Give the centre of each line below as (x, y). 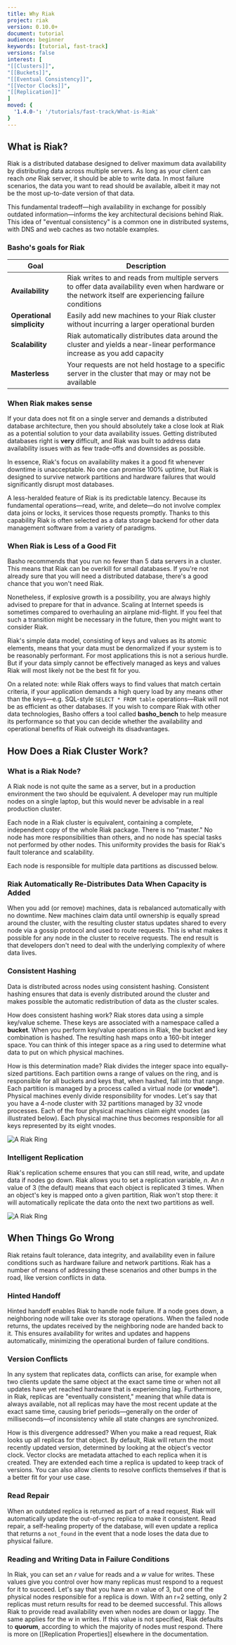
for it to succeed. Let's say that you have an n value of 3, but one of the (111, 1589)
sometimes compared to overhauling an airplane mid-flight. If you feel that (115, 612)
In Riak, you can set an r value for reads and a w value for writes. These (111, 1574)
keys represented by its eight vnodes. (62, 1125)
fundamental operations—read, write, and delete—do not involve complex (114, 506)
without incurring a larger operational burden (140, 324)
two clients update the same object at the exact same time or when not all (114, 1382)
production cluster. (34, 809)
